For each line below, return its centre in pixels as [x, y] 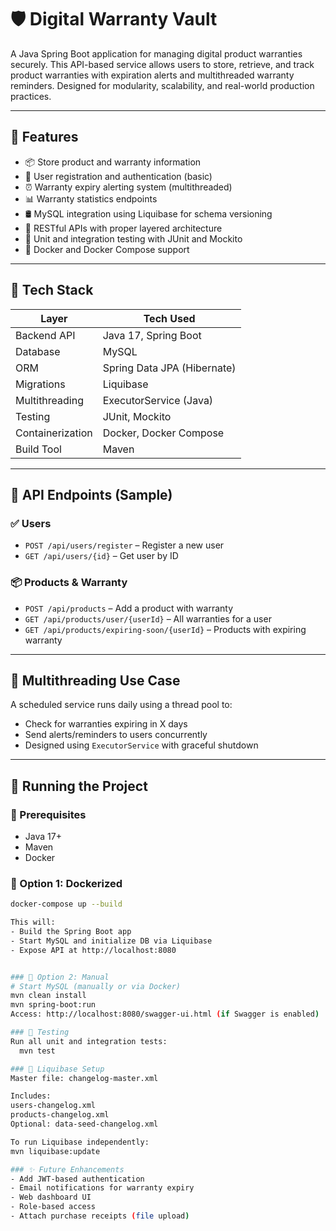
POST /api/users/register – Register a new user [124, 545]
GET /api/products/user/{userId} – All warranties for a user [148, 618]
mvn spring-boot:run [53, 1005]
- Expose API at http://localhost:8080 [93, 950]
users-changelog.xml [53, 1106]
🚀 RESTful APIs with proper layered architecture [123, 228]
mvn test [37, 1051]
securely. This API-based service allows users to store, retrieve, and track [162, 64]
